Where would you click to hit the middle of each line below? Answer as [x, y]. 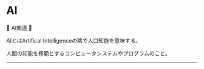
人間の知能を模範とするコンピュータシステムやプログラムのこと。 [89, 53]
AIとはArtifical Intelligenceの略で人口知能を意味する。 [74, 40]
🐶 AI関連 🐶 [19, 28]
